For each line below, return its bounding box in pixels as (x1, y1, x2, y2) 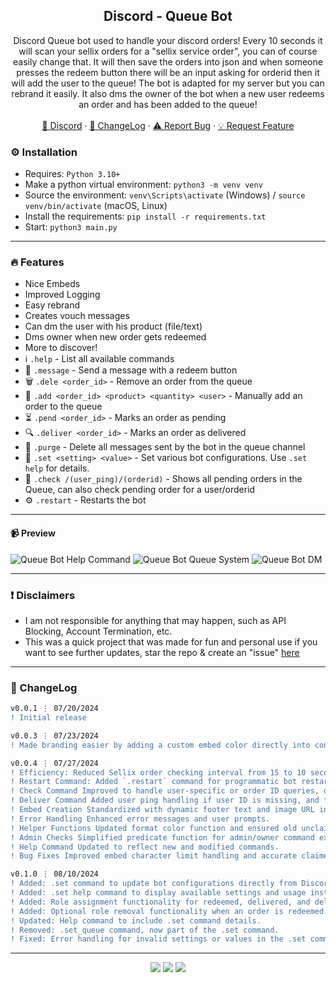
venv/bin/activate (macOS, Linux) (24, 200, 168, 212)
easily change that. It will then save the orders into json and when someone (13, 55, 323, 68)
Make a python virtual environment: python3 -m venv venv (24, 179, 263, 191)
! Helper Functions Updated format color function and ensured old (10, 823, 298, 833)
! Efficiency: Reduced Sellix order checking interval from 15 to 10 (10, 767, 307, 778)
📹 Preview (10, 527, 56, 539)
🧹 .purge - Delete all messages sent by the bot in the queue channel (24, 441, 306, 453)
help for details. (24, 462, 90, 474)
